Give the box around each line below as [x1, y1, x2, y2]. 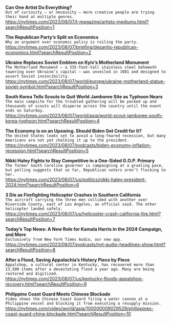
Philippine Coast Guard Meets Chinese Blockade [5, 291, 111, 297]
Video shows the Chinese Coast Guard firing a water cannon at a [5, 296, 147, 302]
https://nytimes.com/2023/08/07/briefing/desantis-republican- [5, 44, 139, 50]
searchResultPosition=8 [5, 247, 56, 253]
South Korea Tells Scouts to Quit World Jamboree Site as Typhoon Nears [5, 94, 163, 99]
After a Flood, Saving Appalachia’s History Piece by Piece [5, 257, 130, 263]
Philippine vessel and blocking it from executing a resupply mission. [5, 301, 161, 306]
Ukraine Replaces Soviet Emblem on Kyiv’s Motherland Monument [5, 59, 149, 66]
